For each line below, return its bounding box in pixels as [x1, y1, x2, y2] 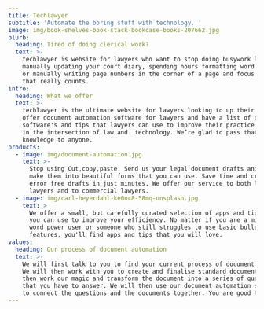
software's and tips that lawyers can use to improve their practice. [22, 121, 258, 129]
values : [8, 238, 34, 246]
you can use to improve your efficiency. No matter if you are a [28, 216, 247, 224]
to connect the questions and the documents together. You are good [22, 289, 251, 297]
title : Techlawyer [8, 11, 68, 20]
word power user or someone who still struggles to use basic [28, 223, 237, 232]
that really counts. [22, 77, 90, 85]
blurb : [8, 33, 30, 42]
